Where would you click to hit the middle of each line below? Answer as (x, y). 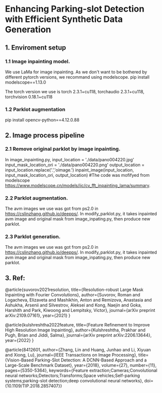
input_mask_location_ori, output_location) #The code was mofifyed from (77, 175)
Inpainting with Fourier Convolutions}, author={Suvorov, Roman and (73, 295)
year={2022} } (19, 341)
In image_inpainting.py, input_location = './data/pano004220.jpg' (70, 159)
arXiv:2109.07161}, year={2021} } (38, 316)
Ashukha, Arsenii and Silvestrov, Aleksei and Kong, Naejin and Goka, (73, 305)
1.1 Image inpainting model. (38, 61)
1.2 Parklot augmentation (35, 109)
